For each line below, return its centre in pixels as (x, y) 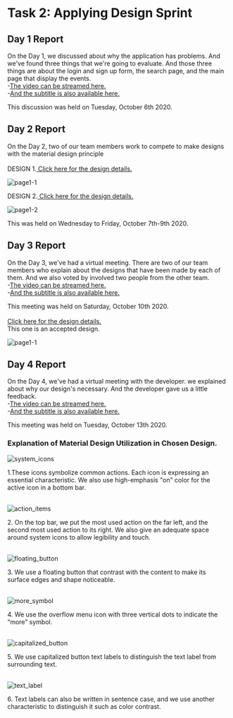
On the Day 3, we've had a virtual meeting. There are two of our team (108, 262)
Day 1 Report (36, 39)
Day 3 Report (36, 246)
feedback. (22, 396)
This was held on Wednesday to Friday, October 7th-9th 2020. (98, 223)
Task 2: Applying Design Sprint (100, 13)
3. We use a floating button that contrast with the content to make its (107, 572)
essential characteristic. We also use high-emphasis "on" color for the (109, 480)
